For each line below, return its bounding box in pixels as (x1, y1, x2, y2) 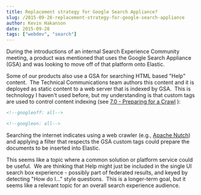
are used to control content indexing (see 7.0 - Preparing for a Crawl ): (6, 98, 181, 106)
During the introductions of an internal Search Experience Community (6, 48, 180, 55)
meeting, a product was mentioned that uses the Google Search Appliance (6, 54, 192, 62)
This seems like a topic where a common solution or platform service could (6, 156, 193, 163)
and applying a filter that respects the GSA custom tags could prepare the (6, 138, 190, 145)
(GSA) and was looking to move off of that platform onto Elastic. (6, 61, 165, 68)
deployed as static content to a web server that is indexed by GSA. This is (6, 85, 191, 92)
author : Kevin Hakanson (6, 20, 66, 26)
